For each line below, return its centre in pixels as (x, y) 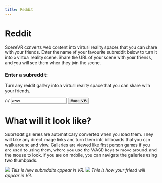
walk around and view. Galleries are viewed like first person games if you (78, 145)
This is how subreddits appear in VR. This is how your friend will (78, 170)
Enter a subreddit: (27, 75)
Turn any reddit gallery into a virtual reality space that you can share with (78, 85)
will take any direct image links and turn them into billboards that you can (78, 139)
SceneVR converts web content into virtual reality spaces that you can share (81, 47)
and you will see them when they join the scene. (53, 62)
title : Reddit (19, 9)
